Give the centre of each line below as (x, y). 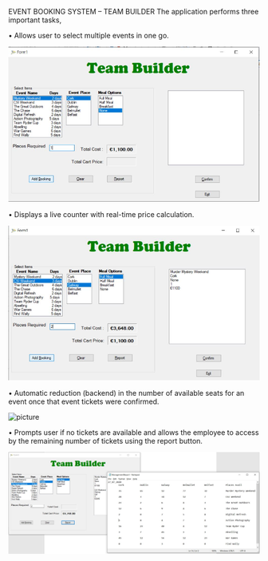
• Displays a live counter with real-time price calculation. (101, 214)
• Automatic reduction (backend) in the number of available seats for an (126, 393)
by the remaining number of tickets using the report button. (106, 441)
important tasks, (35, 20)
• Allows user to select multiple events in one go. (89, 36)
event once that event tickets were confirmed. (84, 401)
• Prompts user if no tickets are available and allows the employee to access (134, 432)
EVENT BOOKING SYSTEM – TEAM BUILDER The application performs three (134, 12)
